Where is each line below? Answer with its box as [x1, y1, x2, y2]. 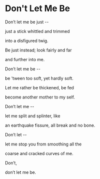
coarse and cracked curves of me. [5, 150, 73, 156]
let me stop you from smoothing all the [5, 141, 82, 147]
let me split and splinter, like [5, 113, 60, 119]
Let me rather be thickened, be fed [5, 84, 74, 90]
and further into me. [5, 56, 45, 62]
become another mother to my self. [5, 94, 75, 100]
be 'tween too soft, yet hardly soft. [5, 75, 73, 81]
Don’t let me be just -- [5, 19, 49, 25]
